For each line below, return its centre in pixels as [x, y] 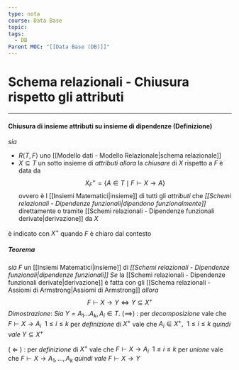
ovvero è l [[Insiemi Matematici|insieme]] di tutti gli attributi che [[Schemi [124, 195]
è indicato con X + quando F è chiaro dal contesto [80, 233]
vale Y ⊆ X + [26, 333]
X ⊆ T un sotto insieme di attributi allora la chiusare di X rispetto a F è [121, 163]
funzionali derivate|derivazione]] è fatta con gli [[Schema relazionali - [110, 283]
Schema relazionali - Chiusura [99, 82]
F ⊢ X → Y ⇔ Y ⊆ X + [120, 301]
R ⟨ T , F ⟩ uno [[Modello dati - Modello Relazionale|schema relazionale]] [120, 156]
